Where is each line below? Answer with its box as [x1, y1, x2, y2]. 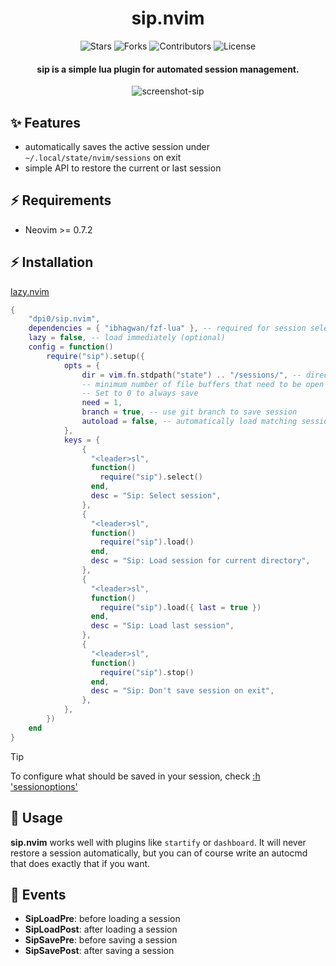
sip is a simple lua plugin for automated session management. [36, 63, 300, 75]
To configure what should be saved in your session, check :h [10, 770, 261, 782]
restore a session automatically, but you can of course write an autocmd [10, 847, 308, 859]
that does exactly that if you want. [10, 857, 151, 869]
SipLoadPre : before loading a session [24, 913, 181, 925]
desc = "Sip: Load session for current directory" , [90, 556, 311, 566]
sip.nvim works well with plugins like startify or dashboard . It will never [10, 836, 307, 848]
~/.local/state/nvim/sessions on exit [24, 151, 182, 163]
